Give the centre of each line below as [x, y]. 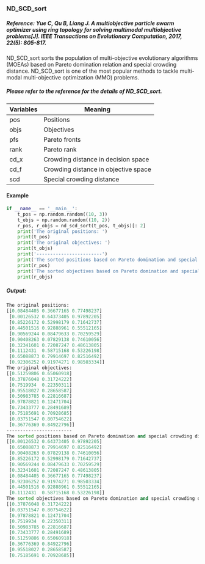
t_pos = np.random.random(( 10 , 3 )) [63, 214]
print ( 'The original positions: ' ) [63, 231]
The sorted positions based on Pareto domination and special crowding [99, 436]
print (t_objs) [35, 249]
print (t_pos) [34, 237]
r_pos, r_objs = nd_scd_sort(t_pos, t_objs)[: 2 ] [82, 225]
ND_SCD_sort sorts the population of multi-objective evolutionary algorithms [102, 58]
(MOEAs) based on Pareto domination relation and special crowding [92, 64]
